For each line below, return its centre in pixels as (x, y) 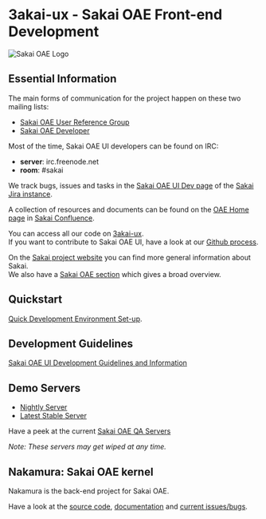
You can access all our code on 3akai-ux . (76, 233)
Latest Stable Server (53, 416)
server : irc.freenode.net (59, 161)
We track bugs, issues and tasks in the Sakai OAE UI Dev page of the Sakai (131, 185)
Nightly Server (43, 407)
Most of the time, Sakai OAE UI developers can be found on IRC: (113, 146)
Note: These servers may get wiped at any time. (87, 447)
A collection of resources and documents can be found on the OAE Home (129, 209)
